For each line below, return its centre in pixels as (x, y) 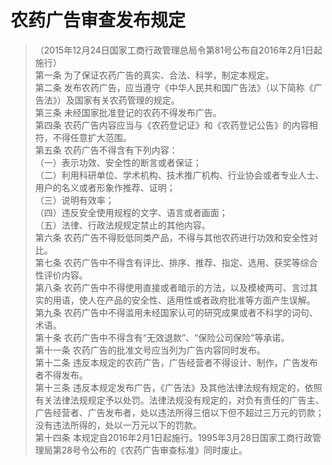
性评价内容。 (61, 275)
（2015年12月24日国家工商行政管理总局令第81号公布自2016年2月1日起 (178, 50)
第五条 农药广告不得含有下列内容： (106, 150)
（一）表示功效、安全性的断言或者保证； (118, 162)
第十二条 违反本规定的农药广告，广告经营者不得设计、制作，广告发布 (176, 362)
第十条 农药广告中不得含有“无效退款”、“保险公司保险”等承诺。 (162, 337)
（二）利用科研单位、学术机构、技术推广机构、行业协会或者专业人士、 (179, 175)
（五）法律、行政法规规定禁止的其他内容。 (122, 225)
